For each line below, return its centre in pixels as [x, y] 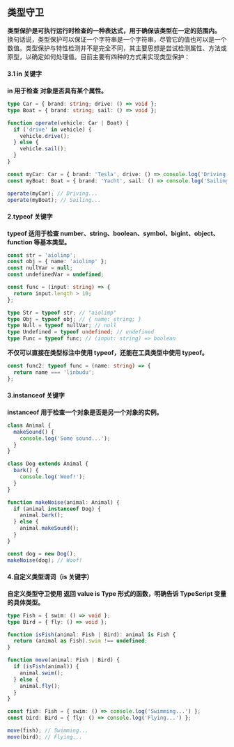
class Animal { [29, 425]
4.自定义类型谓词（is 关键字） [50, 577]
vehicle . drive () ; [45, 136]
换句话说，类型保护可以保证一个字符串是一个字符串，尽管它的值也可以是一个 [117, 39]
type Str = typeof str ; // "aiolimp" [62, 313]
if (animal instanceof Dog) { [57, 509]
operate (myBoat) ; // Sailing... [54, 200]
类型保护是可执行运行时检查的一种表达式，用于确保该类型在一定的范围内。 [114, 31]
